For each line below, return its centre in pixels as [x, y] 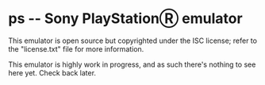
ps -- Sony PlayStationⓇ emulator [126, 19]
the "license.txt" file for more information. [76, 48]
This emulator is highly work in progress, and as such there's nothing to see [132, 64]
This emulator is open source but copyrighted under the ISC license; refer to [133, 41]
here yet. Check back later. [52, 72]
